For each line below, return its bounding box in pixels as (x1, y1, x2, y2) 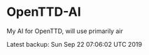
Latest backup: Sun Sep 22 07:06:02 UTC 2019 (6, 40, 143, 48)
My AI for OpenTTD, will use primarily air (6, 27, 123, 35)
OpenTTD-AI (6, 4, 81, 20)
